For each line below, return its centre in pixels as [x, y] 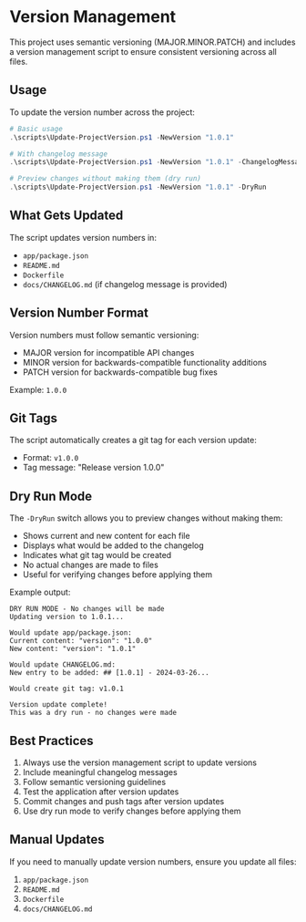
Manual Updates [57, 839]
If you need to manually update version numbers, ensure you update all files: [153, 861]
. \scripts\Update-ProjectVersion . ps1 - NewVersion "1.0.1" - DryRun [138, 187]
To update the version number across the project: [102, 112]
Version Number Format [79, 313]
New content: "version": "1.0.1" [73, 649]
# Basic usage [36, 129]
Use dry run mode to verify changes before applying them [132, 811]
